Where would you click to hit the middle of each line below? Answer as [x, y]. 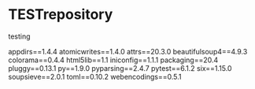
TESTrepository [61, 15]
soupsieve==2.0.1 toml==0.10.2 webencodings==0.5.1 [95, 76]
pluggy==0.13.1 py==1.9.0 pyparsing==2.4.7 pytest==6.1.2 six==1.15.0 [120, 68]
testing [19, 36]
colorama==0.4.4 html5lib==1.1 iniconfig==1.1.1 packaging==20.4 [113, 60]
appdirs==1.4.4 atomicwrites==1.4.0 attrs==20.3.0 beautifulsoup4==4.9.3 [128, 51]
